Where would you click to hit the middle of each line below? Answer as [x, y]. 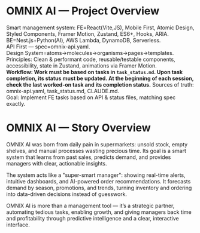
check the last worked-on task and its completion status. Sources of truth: [100, 84]
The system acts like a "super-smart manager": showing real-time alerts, [96, 175]
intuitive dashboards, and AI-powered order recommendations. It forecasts [99, 181]
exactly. [16, 103]
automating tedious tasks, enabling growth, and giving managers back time [99, 212]
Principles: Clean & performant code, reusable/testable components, [91, 59]
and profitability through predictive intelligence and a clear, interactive [93, 218]
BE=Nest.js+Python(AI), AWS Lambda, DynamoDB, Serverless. [84, 40]
